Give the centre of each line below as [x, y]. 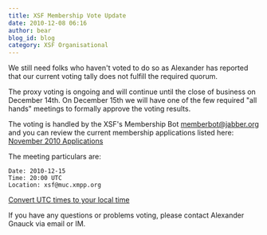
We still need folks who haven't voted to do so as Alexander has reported [128, 68]
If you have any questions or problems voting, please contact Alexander [126, 215]
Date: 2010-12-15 [37, 171]
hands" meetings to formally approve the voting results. [100, 109]
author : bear [30, 30]
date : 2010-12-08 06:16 [48, 23]
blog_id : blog [32, 38]
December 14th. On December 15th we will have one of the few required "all [133, 100]
